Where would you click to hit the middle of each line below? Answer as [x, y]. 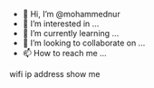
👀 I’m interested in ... [61, 24]
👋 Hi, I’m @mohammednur [71, 14]
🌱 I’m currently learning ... [71, 33]
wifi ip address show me [55, 74]
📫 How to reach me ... [64, 53]
